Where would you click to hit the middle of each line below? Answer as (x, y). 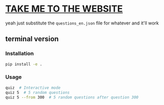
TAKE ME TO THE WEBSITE (64, 9)
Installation (20, 54)
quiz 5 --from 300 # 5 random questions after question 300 (72, 97)
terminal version (32, 39)
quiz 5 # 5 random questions (38, 92)
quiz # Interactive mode (33, 88)
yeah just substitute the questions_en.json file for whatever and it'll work (82, 23)
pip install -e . (24, 64)
